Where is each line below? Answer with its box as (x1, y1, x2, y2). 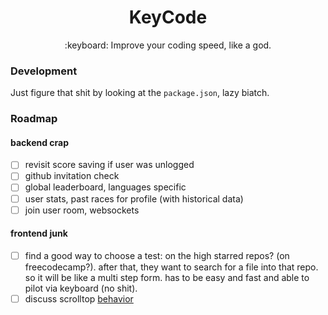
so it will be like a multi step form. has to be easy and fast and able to (24, 271, 310, 283)
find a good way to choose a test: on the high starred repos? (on (24, 249, 290, 261)
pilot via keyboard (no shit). (24, 282, 138, 294)
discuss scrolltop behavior (24, 292, 134, 305)
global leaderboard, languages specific (24, 181, 187, 193)
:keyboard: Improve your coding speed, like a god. (64, 39, 272, 51)
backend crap (10, 136, 70, 148)
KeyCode (128, 6, 208, 29)
